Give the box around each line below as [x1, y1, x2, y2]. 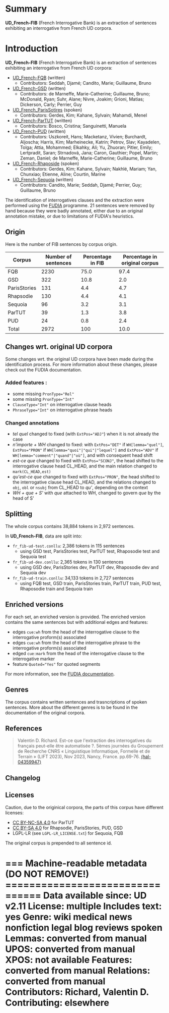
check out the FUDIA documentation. [5, 366, 82, 372]
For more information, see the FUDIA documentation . [5, 671, 115, 677]
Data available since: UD [43, 889, 147, 901]
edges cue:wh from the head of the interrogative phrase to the [12, 639, 141, 646]
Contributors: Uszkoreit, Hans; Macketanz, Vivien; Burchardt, [20, 133, 147, 139]
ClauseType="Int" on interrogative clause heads [12, 401, 112, 407]
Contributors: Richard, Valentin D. [5, 986, 149, 997]
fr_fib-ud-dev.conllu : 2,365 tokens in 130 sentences [12, 559, 124, 565]
